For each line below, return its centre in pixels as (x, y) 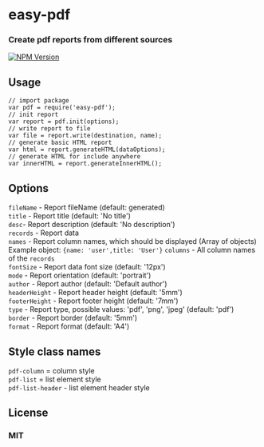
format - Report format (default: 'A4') (69, 326)
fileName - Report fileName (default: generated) (87, 208)
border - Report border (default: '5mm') (73, 318)
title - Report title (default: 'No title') (70, 216)
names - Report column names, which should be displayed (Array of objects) (132, 241)
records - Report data (44, 233)
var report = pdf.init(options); (64, 122)
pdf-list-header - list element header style (79, 387)
